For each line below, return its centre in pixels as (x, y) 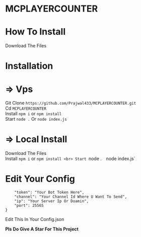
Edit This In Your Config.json (35, 219)
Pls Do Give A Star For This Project (42, 229)
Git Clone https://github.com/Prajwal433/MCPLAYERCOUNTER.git (71, 103)
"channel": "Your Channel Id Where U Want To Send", (71, 197)
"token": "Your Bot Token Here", (49, 192)
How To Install (36, 32)
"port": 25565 (29, 206)
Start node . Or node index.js (36, 119)
